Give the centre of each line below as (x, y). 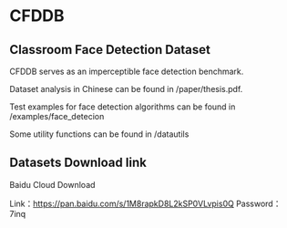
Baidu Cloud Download (52, 184)
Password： (258, 203)
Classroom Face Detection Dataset (110, 50)
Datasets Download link (78, 163)
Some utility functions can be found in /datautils (99, 134)
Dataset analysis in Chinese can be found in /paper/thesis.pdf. (126, 89)
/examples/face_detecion (57, 116)
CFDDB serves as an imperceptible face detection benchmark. (127, 71)
